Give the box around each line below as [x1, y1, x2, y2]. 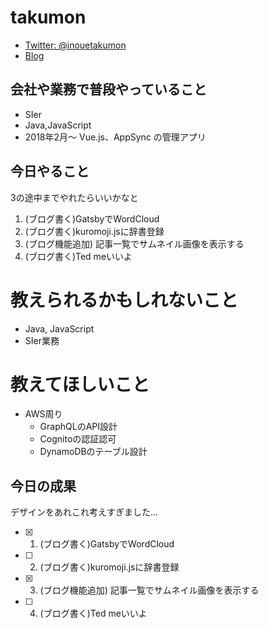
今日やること [10, 163, 90, 180]
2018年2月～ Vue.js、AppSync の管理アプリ [24, 131, 207, 143]
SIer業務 [24, 334, 60, 346]
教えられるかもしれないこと [10, 289, 239, 311]
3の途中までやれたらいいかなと [10, 191, 139, 203]
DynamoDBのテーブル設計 [39, 446, 148, 458]
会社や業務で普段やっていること [10, 81, 207, 98]
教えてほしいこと [10, 373, 150, 396]
